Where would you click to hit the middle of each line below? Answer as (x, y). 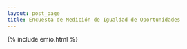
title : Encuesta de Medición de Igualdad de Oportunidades (94, 20)
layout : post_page (33, 13)
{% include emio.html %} (43, 39)
